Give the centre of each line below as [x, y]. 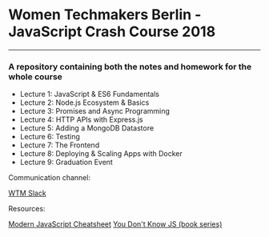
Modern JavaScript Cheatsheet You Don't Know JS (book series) [115, 224]
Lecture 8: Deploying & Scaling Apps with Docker [101, 154]
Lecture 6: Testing [50, 137]
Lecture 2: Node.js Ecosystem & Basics [84, 102]
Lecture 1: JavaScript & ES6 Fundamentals [90, 94]
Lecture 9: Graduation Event [66, 163]
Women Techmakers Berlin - [105, 15]
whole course [35, 76]
